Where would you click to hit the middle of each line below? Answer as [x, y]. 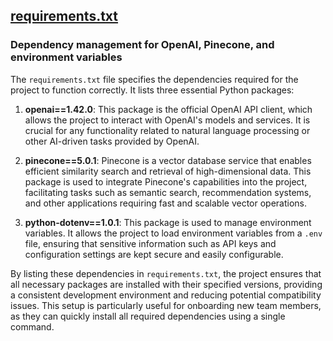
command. [32, 326]
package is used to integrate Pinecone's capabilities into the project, [166, 181]
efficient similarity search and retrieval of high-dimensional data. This [168, 171]
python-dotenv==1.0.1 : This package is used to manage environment [168, 222]
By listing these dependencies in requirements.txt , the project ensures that [166, 273]
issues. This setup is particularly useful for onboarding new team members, [166, 305]
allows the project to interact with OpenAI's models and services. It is [167, 120]
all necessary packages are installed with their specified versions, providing [166, 284]
